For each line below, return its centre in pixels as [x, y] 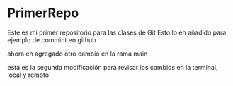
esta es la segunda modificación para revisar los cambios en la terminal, [113, 67]
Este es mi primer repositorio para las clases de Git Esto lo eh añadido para [117, 32]
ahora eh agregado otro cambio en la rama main [78, 54]
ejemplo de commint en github [52, 39]
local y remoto [28, 75]
